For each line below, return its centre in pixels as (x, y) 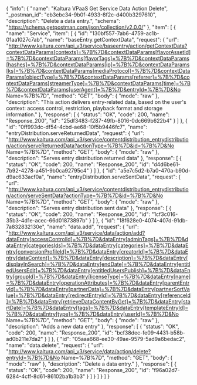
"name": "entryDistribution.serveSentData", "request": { (113, 177)
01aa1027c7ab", (25, 40)
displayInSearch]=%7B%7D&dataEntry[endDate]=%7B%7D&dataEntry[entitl (98, 264)
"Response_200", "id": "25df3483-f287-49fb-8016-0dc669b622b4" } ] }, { (97, 121)
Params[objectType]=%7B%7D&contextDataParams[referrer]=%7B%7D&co (98, 77)
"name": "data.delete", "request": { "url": (55, 345)
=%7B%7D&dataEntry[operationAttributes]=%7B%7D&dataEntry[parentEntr (98, 283)
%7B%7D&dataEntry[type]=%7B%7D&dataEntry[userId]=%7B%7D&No (92, 314)
